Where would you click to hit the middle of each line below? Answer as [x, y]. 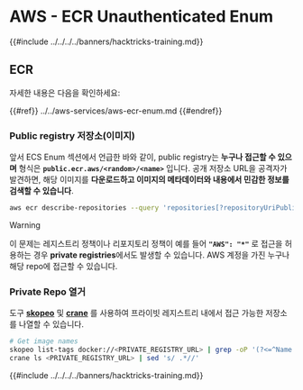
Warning [25, 225]
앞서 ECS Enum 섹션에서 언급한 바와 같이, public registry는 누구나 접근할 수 [143, 157]
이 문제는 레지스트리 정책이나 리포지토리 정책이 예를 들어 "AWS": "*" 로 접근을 [146, 243]
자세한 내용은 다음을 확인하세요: [65, 93]
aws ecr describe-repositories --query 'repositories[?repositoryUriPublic [155, 208]
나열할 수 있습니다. [51, 324]
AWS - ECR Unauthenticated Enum [141, 17]
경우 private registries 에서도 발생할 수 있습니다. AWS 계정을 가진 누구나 [161, 255]
